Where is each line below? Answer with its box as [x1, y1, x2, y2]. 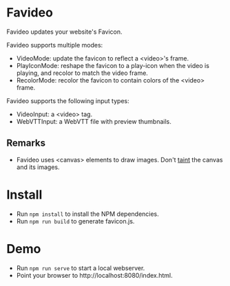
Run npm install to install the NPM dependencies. [16, 210, 159, 218]
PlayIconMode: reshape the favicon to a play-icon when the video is [16, 61, 209, 69]
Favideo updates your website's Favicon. [6, 27, 123, 36]
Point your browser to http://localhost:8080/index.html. [16, 271, 173, 279]
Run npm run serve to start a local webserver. [16, 263, 145, 272]
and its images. [16, 163, 60, 171]
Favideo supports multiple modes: [6, 41, 103, 49]
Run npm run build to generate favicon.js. [16, 217, 135, 225]
